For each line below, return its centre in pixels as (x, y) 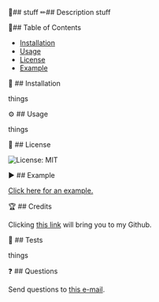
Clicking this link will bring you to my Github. (80, 225)
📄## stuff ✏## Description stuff (59, 12)
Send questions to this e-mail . (57, 289)
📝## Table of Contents (44, 27)
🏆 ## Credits (30, 206)
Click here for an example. (51, 191)
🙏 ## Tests (26, 240)
